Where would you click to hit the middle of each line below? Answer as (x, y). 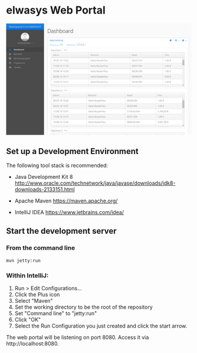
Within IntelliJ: (27, 276)
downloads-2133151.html (45, 189)
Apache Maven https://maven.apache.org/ (66, 201)
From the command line (41, 247)
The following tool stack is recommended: (57, 165)
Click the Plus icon (37, 295)
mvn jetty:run (24, 261)
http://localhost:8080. (32, 344)
